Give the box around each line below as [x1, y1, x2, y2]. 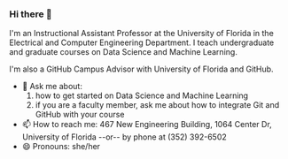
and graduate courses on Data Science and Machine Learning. [9, 47, 237, 57]
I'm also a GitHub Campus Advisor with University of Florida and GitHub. [9, 64, 274, 74]
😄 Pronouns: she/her [21, 141, 100, 152]
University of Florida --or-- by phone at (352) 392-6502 [21, 132, 228, 142]
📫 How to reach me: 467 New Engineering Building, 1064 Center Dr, [21, 119, 272, 130]
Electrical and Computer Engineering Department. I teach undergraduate [9, 37, 275, 48]
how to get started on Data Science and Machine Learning [35, 90, 249, 101]
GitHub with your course [35, 110, 125, 120]
